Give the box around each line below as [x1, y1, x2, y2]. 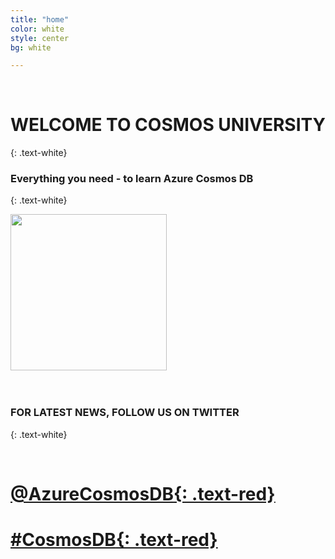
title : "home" [10, 14, 70, 25]
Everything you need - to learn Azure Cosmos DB [10, 172, 254, 186]
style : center [10, 33, 70, 43]
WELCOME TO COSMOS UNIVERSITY [10, 114, 326, 136]
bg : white [10, 42, 52, 53]
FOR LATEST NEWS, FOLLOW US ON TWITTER [10, 406, 240, 420]
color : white [10, 24, 65, 34]
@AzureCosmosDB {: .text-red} [10, 482, 276, 505]
